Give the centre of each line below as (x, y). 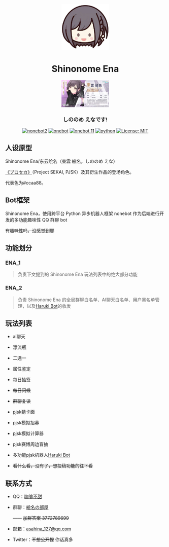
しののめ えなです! (85, 119)
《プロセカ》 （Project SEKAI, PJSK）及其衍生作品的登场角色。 (70, 172)
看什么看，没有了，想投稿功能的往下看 (53, 466)
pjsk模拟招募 (26, 423)
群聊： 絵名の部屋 (30, 507)
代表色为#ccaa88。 (26, 183)
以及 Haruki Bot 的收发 (49, 306)
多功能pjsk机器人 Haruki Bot (41, 455)
